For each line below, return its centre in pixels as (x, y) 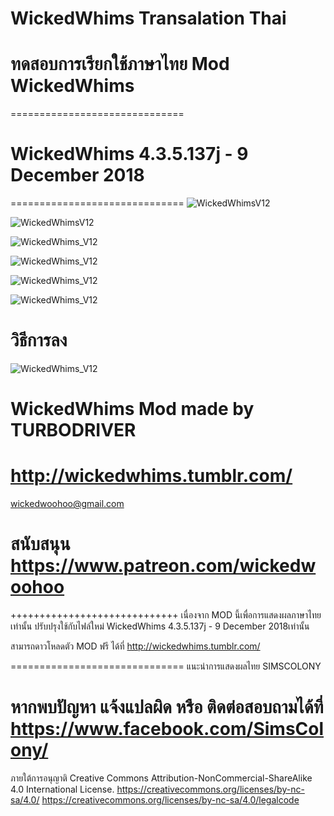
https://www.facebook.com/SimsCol (167, 729)
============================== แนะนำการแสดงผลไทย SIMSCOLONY (166, 666)
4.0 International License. (62, 789)
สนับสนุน (40, 544)
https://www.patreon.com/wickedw (163, 566)
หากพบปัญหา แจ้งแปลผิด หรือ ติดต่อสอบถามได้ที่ (167, 707)
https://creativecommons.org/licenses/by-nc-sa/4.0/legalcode (170, 800)
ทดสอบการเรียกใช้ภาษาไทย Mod (120, 64)
